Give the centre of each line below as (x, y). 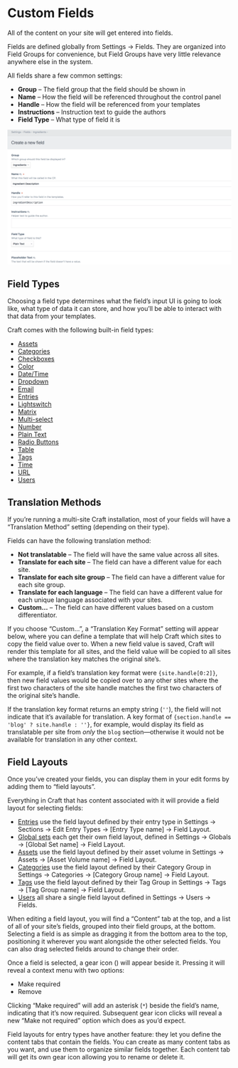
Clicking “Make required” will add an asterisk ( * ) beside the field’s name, (113, 1005)
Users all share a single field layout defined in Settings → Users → (114, 897)
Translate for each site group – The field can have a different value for (121, 577)
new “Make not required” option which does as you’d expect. (97, 1021)
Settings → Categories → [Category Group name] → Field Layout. (113, 875)
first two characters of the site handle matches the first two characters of (115, 688)
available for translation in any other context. (73, 740)
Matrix (27, 412)
